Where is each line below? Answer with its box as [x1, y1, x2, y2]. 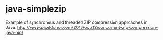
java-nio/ [5, 29, 24, 35]
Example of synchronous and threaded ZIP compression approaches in [5, 19, 147, 25]
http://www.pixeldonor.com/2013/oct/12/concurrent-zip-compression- [17, 24, 158, 30]
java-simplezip [5, 3, 67, 14]
